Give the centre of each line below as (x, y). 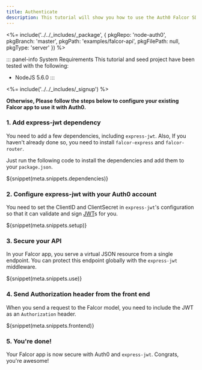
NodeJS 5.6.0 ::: (35, 77)
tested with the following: (38, 65)
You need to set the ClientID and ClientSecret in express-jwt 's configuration (100, 207)
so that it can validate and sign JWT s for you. (62, 214)
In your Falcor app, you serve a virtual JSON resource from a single (90, 254)
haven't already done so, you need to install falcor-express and (85, 142)
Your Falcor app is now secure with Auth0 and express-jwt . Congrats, (93, 354)
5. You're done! (29, 341)
